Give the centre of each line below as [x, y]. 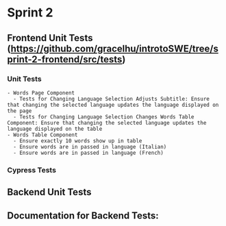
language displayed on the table [55, 129]
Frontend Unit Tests [50, 38]
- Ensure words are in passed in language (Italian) [90, 147]
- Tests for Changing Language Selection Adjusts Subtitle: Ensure [112, 99]
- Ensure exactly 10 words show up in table [78, 141]
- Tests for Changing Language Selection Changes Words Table [104, 117]
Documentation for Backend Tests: [83, 215]
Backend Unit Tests [49, 192]
